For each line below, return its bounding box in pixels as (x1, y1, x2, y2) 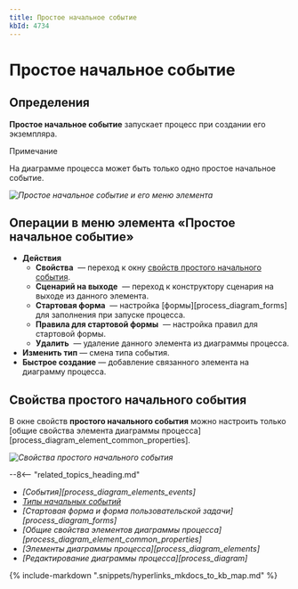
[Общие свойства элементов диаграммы (21, 525, 181, 536)
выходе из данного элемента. (35, 290, 149, 301)
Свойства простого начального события (9, 392, 247, 407)
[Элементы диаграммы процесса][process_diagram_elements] (21, 544, 261, 554)
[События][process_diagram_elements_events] (21, 487, 196, 497)
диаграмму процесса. (21, 366, 107, 377)
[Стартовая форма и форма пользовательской (21, 505, 202, 517)
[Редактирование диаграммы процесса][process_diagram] (21, 553, 248, 564)
